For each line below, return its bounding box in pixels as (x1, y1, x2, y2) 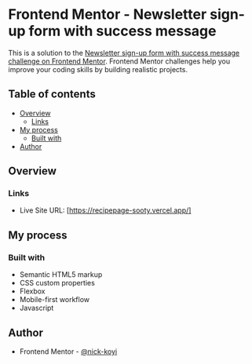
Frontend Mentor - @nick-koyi (19, 347, 118, 356)
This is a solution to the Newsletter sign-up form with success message (8, 48, 240, 57)
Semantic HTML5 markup (19, 270, 103, 279)
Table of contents (8, 88, 96, 101)
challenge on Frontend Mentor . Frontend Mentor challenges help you (8, 56, 230, 66)
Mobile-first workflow (19, 295, 90, 304)
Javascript (19, 304, 54, 313)
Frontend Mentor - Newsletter (8, 5, 207, 24)
